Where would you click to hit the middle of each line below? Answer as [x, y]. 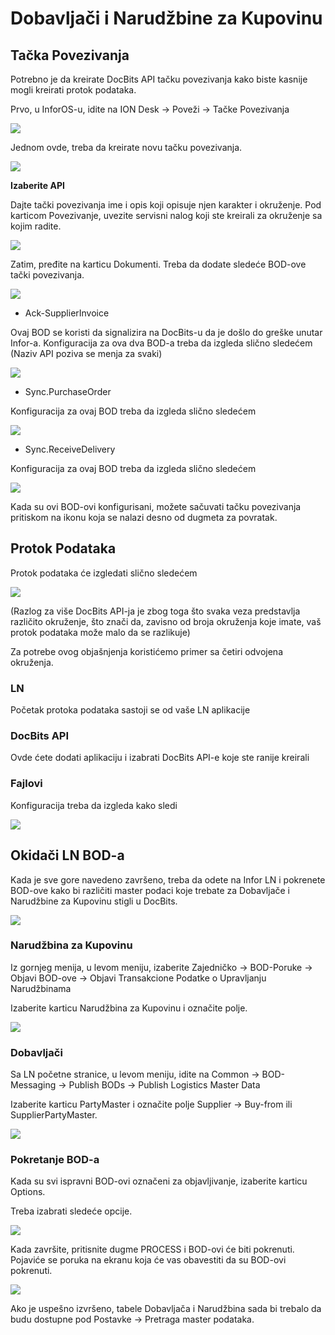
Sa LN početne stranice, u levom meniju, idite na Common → [135, 1074]
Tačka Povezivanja [70, 55]
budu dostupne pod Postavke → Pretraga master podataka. [132, 1319]
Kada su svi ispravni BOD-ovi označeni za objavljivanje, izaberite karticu [159, 1181]
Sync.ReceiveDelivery [70, 449]
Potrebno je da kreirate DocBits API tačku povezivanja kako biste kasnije [159, 79]
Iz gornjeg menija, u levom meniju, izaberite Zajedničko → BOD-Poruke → [161, 967]
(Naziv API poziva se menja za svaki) [86, 353]
